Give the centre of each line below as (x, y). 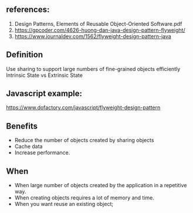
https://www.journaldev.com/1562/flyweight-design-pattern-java (93, 36)
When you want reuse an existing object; (64, 204)
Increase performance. (42, 153)
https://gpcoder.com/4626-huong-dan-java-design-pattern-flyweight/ (100, 30)
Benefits (22, 126)
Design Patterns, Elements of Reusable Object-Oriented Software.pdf (98, 23)
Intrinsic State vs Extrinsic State (45, 75)
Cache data (28, 147)
